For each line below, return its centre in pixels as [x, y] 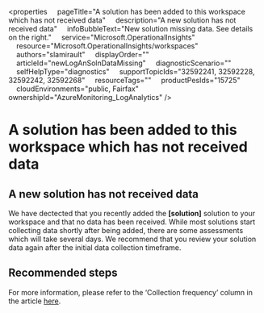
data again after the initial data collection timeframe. [95, 248]
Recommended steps [63, 273]
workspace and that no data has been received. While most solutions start [132, 222]
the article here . [35, 301]
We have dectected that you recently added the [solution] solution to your [132, 213]
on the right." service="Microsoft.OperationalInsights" [102, 37]
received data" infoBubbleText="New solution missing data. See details [131, 29]
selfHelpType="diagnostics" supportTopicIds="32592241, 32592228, [135, 71]
